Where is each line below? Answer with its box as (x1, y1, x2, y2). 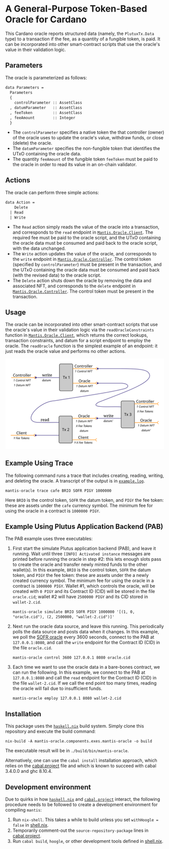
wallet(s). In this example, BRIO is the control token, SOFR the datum (12, 567, 151, 573)
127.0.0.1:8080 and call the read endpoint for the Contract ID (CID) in (12, 675, 157, 681)
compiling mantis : (5, 807, 42, 813)
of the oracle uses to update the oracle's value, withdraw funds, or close (12, 134, 164, 140)
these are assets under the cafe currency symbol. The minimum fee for (5, 502, 153, 508)
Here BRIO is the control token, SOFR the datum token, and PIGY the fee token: (5, 497, 164, 503)
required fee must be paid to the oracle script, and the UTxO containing (12, 234, 161, 240)
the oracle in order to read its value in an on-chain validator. (12, 161, 137, 167)
